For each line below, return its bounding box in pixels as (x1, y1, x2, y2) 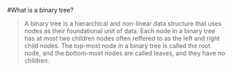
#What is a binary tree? (7, 6, 74, 14)
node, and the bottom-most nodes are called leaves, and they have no (24, 49, 226, 57)
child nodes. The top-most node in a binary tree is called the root (24, 42, 210, 49)
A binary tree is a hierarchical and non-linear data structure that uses (24, 19, 222, 27)
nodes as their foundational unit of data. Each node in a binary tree (24, 27, 215, 35)
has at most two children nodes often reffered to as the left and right (24, 34, 220, 42)
